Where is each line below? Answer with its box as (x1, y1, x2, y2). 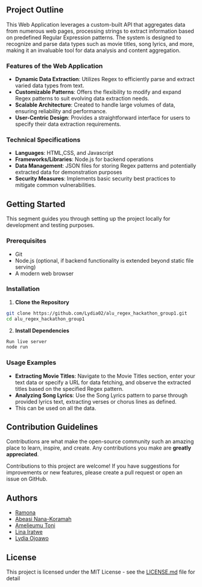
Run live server (6, 338, 47, 344)
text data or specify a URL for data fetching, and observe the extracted (14, 378, 191, 386)
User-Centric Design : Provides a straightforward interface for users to (14, 114, 191, 122)
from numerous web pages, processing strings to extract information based (6, 27, 194, 34)
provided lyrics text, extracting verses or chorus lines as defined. (14, 398, 177, 405)
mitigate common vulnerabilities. (14, 182, 96, 189)
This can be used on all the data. (14, 404, 96, 412)
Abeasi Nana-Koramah (14, 516, 72, 523)
